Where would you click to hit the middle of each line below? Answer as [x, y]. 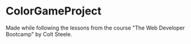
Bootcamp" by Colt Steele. [39, 34]
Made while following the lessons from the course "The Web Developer [95, 28]
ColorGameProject [54, 11]
